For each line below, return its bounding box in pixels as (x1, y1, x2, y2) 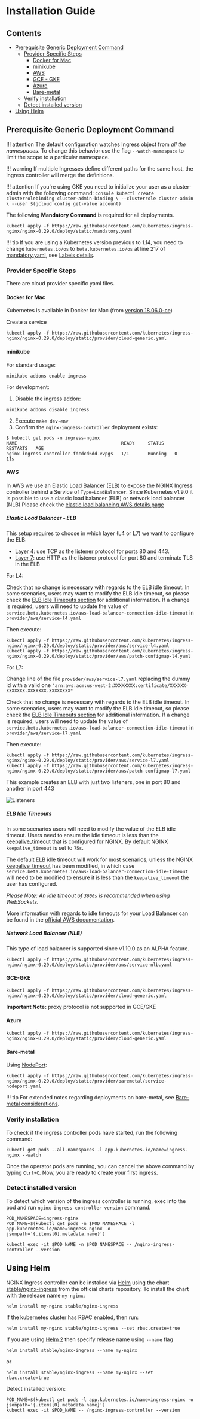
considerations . (21, 1100, 60, 1108)
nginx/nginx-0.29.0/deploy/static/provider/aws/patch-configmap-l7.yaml (6, 768, 191, 774)
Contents (6, 28, 42, 38)
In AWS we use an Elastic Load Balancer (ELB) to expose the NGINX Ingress (6, 482, 193, 489)
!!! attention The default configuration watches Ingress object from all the (6, 141, 186, 148)
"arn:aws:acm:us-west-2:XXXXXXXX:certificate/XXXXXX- (52, 682, 189, 689)
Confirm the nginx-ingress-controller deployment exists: (14, 423, 158, 430)
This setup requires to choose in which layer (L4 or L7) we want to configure (6, 530, 195, 537)
